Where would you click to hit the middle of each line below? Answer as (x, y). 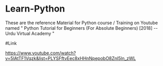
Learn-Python (35, 9)
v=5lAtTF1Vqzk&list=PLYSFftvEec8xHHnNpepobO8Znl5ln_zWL (71, 58)
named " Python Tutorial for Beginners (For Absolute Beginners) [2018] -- (82, 28)
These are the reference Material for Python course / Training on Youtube (82, 23)
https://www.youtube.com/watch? (41, 53)
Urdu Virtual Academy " (30, 33)
